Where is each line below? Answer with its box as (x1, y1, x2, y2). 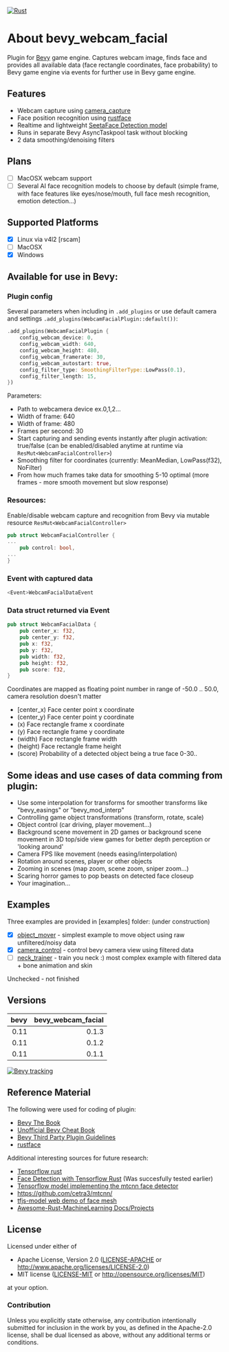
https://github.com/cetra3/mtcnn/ (17, 1189, 113, 1197)
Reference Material (7, 1087, 91, 1098)
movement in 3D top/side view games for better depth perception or (17, 835, 211, 843)
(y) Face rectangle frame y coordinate (17, 728, 125, 736)
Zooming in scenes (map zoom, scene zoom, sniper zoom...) (17, 865, 189, 873)
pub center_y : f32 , (19, 634, 76, 641)
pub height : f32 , (19, 659, 69, 666)
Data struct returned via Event (7, 606, 110, 615)
